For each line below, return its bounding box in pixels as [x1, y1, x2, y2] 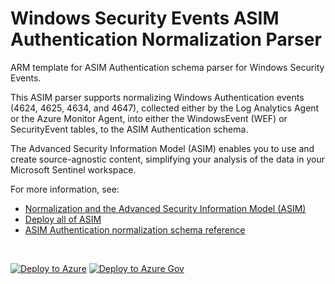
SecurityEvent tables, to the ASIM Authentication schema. [10, 123, 249, 135]
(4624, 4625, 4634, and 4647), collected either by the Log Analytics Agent [10, 102, 320, 114]
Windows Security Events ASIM [10, 7, 280, 30]
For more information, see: [10, 183, 120, 195]
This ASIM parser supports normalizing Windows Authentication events [10, 91, 305, 103]
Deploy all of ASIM [24, 213, 102, 225]
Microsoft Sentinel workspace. [10, 163, 137, 176]
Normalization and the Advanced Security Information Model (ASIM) [24, 202, 307, 214]
